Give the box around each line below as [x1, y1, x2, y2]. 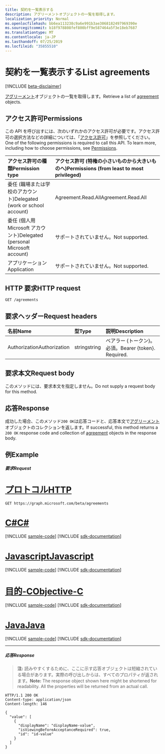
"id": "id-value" [18, 732, 54, 737]
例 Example [5, 451, 39, 459]
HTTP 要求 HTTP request [5, 284, 81, 292]
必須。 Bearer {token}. [105, 345, 156, 351]
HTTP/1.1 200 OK [5, 693, 38, 698]
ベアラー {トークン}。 [105, 338, 156, 344]
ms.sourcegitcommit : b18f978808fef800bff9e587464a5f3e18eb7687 [5, 26, 137, 31]
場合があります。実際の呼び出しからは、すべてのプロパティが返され [21, 672, 159, 678]
